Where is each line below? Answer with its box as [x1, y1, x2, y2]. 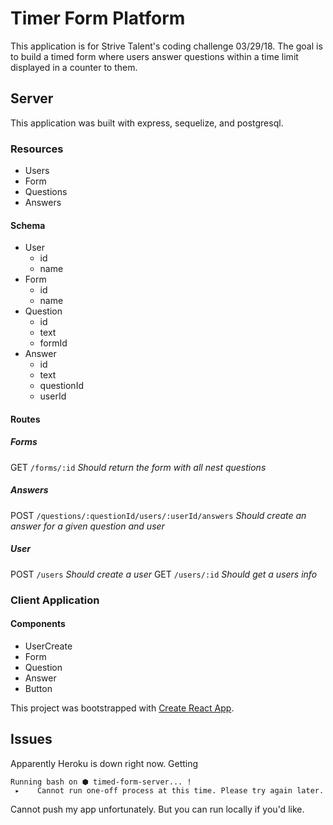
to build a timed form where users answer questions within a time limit [10, 50, 299, 62]
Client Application [10, 593, 100, 607]
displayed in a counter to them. [10, 61, 138, 73]
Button [24, 682, 53, 694]
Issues [10, 731, 53, 748]
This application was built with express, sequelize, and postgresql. [10, 117, 284, 129]
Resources [10, 142, 64, 156]
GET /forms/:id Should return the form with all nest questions [10, 461, 267, 473]
